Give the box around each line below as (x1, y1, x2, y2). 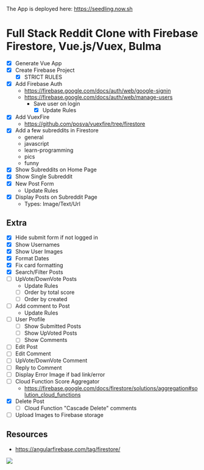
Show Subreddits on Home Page (15, 166, 97, 173)
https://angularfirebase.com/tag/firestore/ (15, 445, 121, 453)
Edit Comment (15, 350, 51, 357)
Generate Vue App (15, 59, 62, 66)
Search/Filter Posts (15, 268, 63, 276)
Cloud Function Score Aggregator (15, 377, 100, 385)
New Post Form (15, 180, 54, 187)
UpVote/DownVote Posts (15, 275, 77, 282)
